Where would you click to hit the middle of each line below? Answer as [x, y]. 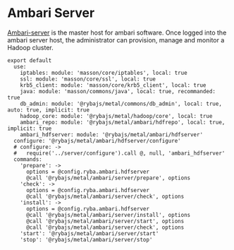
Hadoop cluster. [31, 47]
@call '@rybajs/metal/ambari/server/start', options [105, 221]
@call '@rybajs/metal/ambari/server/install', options [108, 215]
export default [30, 60]
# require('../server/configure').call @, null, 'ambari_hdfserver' [119, 153]
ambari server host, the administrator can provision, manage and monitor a [116, 40]
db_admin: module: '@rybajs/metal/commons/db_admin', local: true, [121, 104]
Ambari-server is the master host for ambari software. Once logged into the [117, 32]
